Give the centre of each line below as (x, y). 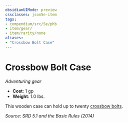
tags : (11, 19)
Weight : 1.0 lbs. (28, 96)
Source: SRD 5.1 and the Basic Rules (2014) (50, 115)
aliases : (14, 38)
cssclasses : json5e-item (31, 15)
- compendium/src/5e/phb (31, 24)
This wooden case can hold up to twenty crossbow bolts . (64, 106)
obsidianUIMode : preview (31, 10)
